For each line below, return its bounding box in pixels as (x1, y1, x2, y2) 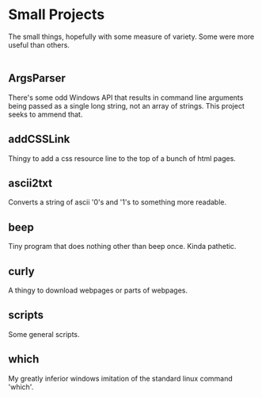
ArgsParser (8, 71, 66, 85)
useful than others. (8, 40, 70, 49)
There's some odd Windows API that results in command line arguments (8, 93, 244, 102)
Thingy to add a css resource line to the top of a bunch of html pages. (8, 153, 236, 163)
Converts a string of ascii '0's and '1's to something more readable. (8, 197, 227, 207)
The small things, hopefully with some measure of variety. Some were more (8, 32, 255, 41)
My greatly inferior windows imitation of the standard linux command (8, 373, 234, 383)
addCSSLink (8, 132, 70, 146)
